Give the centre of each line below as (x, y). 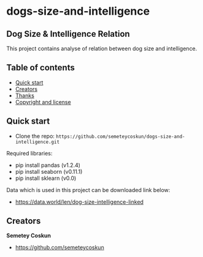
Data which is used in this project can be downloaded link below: (88, 190)
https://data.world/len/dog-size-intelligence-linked (79, 202)
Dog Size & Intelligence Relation (68, 34)
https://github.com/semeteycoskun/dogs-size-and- (121, 136)
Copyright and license (43, 102)
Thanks (25, 95)
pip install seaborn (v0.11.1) (49, 171)
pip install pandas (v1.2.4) (48, 165)
